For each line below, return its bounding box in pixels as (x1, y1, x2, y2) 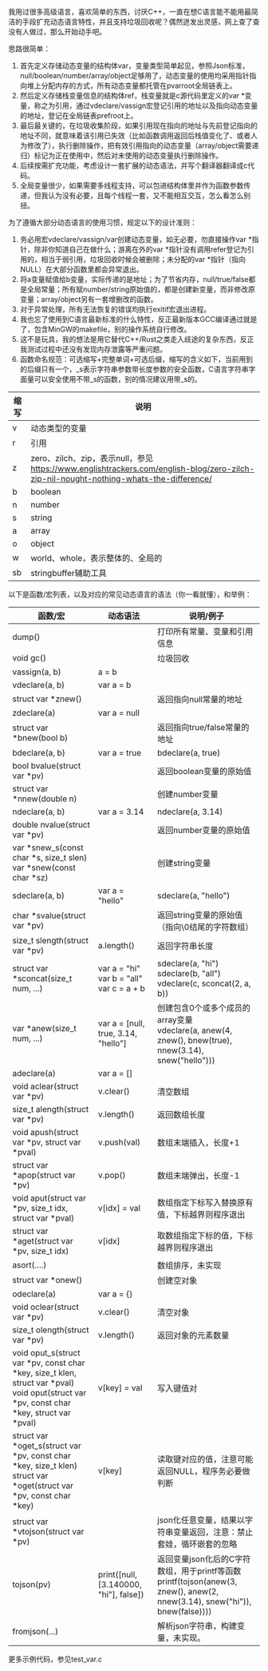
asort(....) (12, 1260, 47, 1270)
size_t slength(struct (12, 935, 89, 946)
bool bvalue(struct (12, 760, 81, 771)
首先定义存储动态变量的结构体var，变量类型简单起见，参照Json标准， (19, 61, 250, 70)
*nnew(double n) (12, 793, 77, 804)
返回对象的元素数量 (156, 1330, 230, 1340)
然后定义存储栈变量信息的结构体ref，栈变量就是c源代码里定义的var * (19, 91, 246, 100)
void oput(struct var (12, 1387, 87, 1398)
